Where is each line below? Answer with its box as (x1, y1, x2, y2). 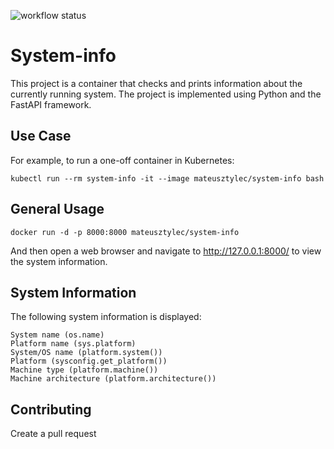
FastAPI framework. (10, 98, 92, 110)
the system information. (10, 255, 108, 267)
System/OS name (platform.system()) (10, 348, 163, 358)
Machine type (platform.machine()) (10, 365, 159, 375)
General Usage (10, 201, 105, 218)
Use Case (10, 128, 72, 145)
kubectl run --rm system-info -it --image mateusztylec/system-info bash (10, 173, 325, 184)
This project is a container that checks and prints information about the (10, 77, 303, 89)
